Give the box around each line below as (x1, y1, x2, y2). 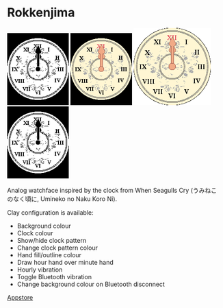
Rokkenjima (7, 5, 75, 21)
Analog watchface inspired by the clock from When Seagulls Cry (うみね (7, 186, 211, 194)
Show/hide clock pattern (16, 236, 87, 244)
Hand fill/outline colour (16, 250, 82, 259)
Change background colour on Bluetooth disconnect (16, 280, 166, 288)
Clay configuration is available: (7, 208, 94, 217)
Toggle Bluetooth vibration (16, 272, 92, 281)
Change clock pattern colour (16, 244, 98, 252)
